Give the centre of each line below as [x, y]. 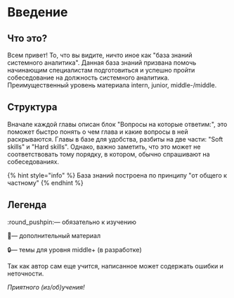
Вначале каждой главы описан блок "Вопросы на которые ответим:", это [117, 124]
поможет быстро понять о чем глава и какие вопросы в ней [98, 132]
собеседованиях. [33, 161]
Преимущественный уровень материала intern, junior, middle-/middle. [112, 85]
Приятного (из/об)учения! [46, 287]
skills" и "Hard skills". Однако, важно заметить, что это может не [104, 147]
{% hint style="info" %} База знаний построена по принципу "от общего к [117, 175]
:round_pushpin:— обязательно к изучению [72, 222]
